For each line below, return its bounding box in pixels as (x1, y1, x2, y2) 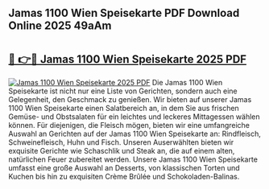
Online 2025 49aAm (8, 19, 112, 33)
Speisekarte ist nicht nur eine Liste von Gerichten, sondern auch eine (8, 86, 238, 96)
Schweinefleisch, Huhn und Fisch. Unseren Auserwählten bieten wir (8, 138, 234, 147)
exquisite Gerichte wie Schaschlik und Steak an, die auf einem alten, (8, 146, 235, 155)
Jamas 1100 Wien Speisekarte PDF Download (8, 6, 240, 20)
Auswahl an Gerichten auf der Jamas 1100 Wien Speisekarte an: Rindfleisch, (8, 129, 262, 138)
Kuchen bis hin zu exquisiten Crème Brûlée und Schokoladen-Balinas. (8, 172, 240, 181)
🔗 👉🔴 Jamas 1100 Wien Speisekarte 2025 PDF (8, 52, 247, 66)
